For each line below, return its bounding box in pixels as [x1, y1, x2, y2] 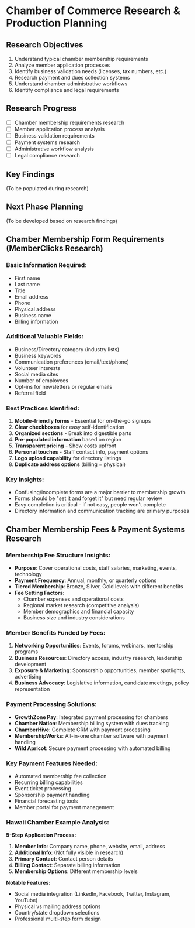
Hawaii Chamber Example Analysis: [6, 818, 109, 826]
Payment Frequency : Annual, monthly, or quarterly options [14, 577, 157, 584]
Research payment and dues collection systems [14, 74, 130, 81]
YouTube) [14, 897, 38, 904]
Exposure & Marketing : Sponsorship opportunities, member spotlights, [14, 667, 186, 674]
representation [14, 686, 50, 693]
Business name [14, 311, 51, 319]
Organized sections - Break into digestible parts [14, 430, 131, 437]
